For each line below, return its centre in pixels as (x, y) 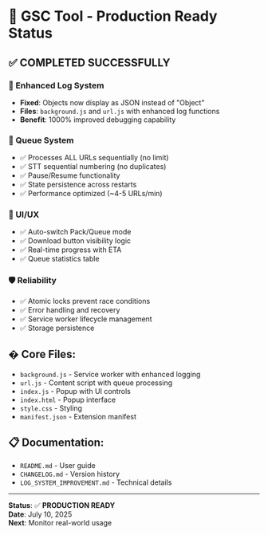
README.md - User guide (57, 466)
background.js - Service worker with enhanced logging (110, 374)
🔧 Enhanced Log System (56, 85)
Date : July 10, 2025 (40, 514)
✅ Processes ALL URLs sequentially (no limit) (94, 158)
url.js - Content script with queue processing (96, 383)
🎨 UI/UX (24, 214)
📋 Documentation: (56, 442)
